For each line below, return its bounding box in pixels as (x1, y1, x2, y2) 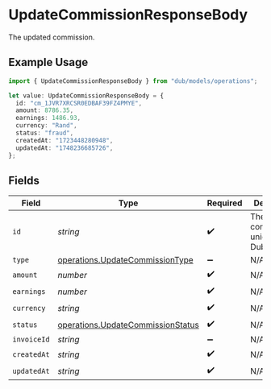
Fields (8, 173, 40, 187)
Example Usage (8, 56, 89, 69)
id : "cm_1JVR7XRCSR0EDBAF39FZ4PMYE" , (15, 99, 143, 107)
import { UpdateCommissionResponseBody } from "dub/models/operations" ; (8, 77, 258, 85)
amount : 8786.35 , (15, 106, 74, 114)
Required (206, 197, 243, 209)
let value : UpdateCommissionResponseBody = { (8, 91, 164, 100)
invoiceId (12, 335, 50, 344)
